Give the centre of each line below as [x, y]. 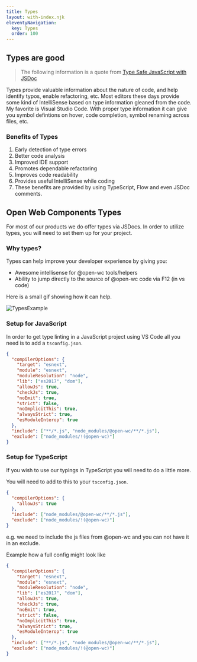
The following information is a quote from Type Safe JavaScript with [104, 72]
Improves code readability [46, 175]
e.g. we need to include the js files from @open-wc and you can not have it [98, 537]
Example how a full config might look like [56, 555]
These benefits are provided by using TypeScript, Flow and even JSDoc [102, 187]
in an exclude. [23, 543]
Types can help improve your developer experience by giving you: [87, 261]
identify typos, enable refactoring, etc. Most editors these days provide [93, 96]
